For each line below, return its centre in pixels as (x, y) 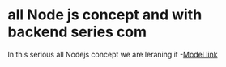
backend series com (77, 32)
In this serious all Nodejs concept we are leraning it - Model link (113, 54)
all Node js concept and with (105, 15)
